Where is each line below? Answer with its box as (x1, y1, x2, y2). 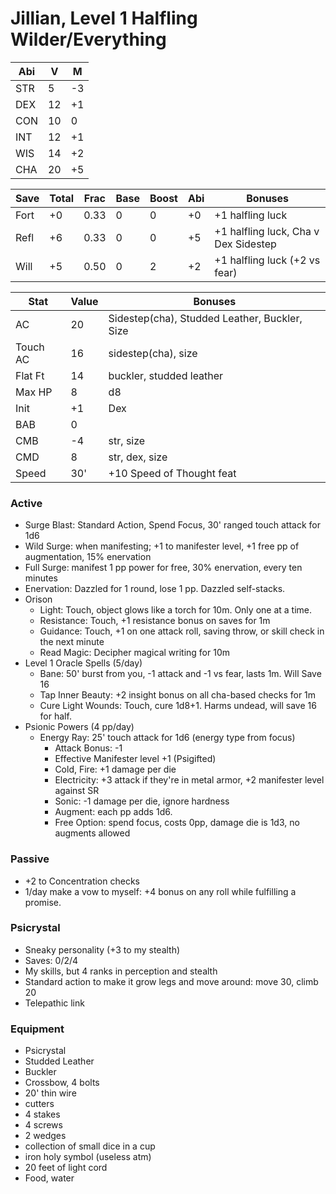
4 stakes (24, 1108, 61, 1121)
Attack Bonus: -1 (54, 742, 123, 754)
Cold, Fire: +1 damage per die (54, 763, 177, 776)
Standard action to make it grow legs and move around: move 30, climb (24, 975, 319, 987)
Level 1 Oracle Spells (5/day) (24, 657, 143, 669)
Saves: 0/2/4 (24, 954, 79, 966)
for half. (39, 710, 72, 722)
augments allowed (54, 827, 131, 839)
